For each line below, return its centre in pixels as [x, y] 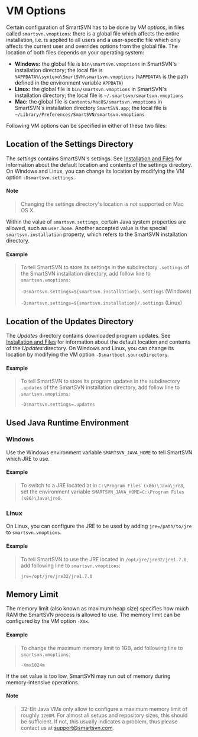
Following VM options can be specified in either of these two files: [87, 125]
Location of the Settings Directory [70, 144]
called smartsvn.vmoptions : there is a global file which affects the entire [93, 33]
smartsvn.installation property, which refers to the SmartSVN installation [97, 234]
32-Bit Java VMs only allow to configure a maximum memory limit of [104, 709]
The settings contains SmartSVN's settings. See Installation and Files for [94, 159]
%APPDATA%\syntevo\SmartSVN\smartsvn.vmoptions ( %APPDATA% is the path [101, 76]
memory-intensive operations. [43, 682]
